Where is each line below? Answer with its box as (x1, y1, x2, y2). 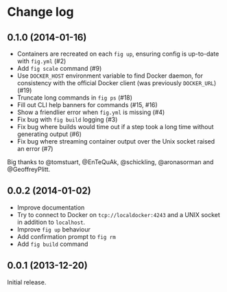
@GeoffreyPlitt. (7, 166, 51, 173)
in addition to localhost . (16, 218, 86, 226)
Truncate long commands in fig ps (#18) (16, 93, 132, 102)
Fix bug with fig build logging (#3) (16, 115, 118, 124)
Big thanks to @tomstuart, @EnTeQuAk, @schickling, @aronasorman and (7, 158, 214, 166)
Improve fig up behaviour (16, 225, 91, 234)
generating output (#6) (16, 130, 82, 138)
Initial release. (7, 278, 47, 286)
